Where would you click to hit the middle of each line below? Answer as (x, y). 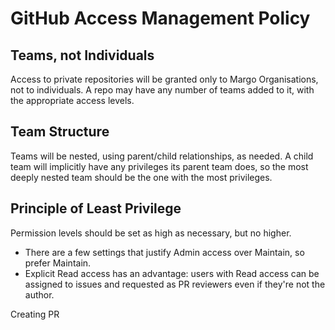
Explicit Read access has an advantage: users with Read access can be (172, 273)
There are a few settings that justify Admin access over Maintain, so (164, 252)
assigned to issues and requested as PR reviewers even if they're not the (175, 284)
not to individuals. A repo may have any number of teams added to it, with (162, 90)
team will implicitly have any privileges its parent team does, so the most (159, 166)
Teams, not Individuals (82, 55)
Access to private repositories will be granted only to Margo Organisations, (164, 79)
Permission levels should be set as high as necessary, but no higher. (151, 233)
